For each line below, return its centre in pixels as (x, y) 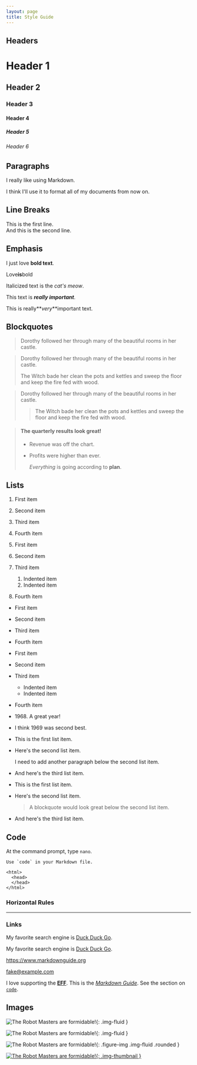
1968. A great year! (38, 716)
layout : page (22, 11)
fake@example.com (30, 971)
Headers (22, 41)
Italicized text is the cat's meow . (45, 286)
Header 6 (18, 146)
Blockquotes (30, 327)
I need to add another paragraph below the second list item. (87, 762)
